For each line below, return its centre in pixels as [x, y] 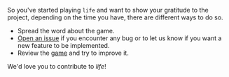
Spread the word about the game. [66, 31]
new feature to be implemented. [63, 45]
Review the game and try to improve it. [73, 53]
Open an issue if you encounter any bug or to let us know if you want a [119, 38]
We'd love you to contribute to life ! [57, 66]
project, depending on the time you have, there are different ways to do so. [115, 17]
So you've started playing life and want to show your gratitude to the [108, 10]
